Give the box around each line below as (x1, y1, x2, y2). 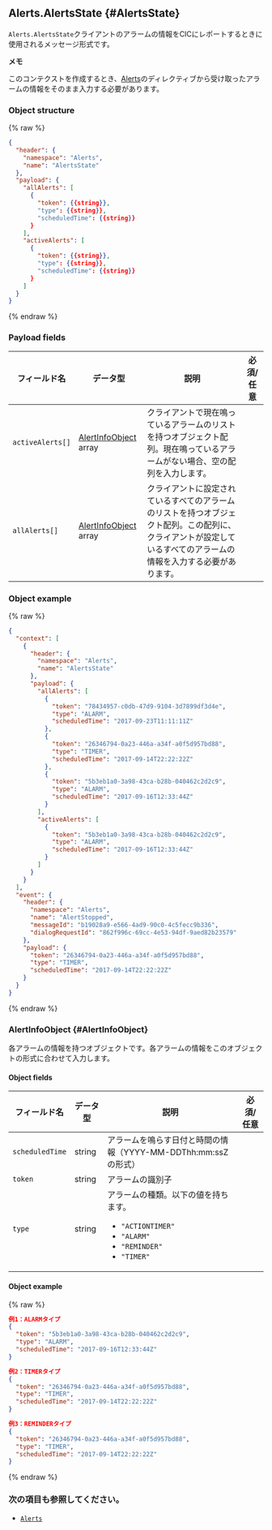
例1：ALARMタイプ (8, 1315, 61, 1323)
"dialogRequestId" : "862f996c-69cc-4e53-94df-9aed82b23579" (29, 928, 237, 936)
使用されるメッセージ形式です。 (8, 39, 115, 49)
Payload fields (8, 332, 66, 343)
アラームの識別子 (107, 1174, 172, 1185)
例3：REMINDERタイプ (8, 1420, 71, 1429)
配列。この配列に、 (163, 519, 236, 531)
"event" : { (15, 891, 53, 899)
